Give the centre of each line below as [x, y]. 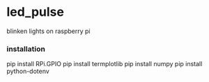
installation [26, 49]
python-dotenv [28, 71]
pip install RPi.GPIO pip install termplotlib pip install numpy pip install [104, 64]
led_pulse [35, 12]
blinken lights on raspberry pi [48, 31]
